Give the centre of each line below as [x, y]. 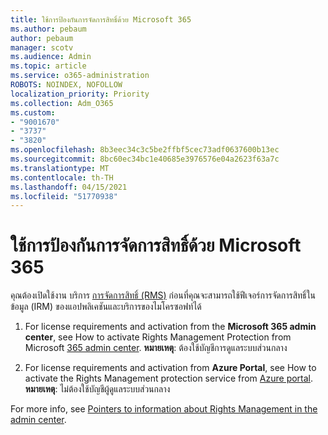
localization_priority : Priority [80, 94]
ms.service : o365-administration [80, 76]
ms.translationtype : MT [60, 168]
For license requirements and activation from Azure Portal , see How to [170, 368]
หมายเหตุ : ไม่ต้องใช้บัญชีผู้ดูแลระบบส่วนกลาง [97, 389]
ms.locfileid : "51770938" [64, 196]
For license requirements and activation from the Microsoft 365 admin [170, 327]
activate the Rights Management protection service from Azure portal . [169, 378]
